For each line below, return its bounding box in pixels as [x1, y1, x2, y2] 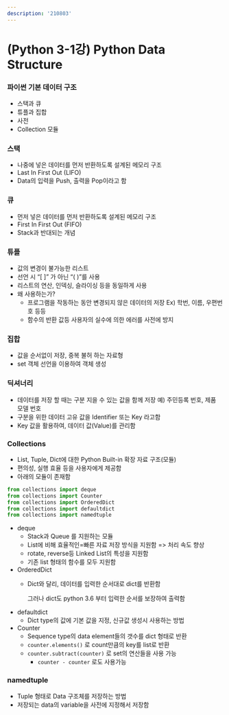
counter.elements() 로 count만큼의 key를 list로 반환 [27, 641, 170, 649]
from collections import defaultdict [7, 505, 115, 512]
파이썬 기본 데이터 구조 [7, 82, 77, 92]
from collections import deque [7, 486, 97, 493]
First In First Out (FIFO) [16, 220, 82, 228]
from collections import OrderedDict [7, 499, 115, 506]
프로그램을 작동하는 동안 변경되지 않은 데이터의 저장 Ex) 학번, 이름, [27, 298, 205, 306]
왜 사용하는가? [16, 290, 56, 298]
